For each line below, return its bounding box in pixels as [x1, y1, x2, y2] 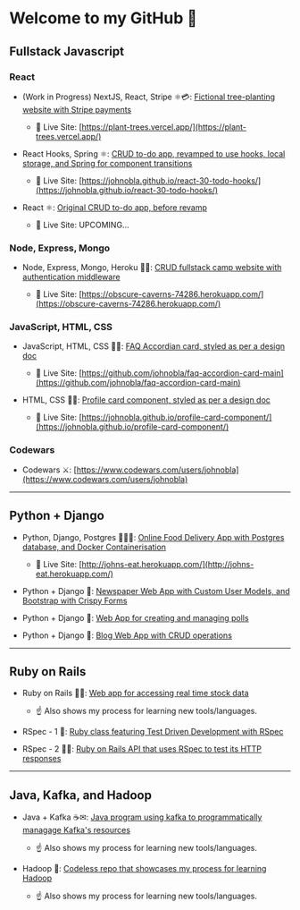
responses [21, 753, 62, 764]
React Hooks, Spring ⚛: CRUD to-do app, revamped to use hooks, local [21, 148, 286, 159]
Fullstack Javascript [9, 44, 125, 59]
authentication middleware [21, 272, 121, 283]
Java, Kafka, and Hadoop [9, 787, 152, 803]
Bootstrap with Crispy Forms [21, 595, 128, 606]
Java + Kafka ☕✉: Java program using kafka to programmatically [21, 812, 262, 822]
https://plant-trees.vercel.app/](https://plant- [81, 121, 247, 132]
